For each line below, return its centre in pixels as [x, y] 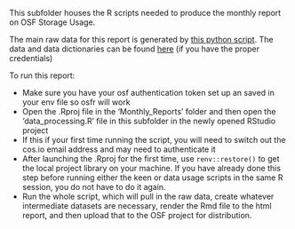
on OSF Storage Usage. [52, 22]
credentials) [31, 58]
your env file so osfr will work [76, 102]
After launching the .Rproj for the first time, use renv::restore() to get [151, 158]
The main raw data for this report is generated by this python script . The [141, 39]
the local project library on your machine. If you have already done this [151, 168]
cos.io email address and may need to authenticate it [119, 149]
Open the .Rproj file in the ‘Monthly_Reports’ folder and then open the [149, 111]
